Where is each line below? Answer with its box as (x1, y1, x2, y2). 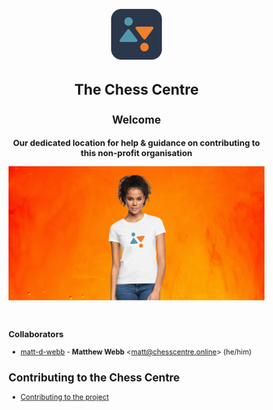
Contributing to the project (19, 392, 110, 402)
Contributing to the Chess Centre (8, 370, 180, 384)
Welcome (112, 113, 161, 127)
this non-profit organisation (80, 147, 193, 158)
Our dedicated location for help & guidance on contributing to (12, 137, 261, 149)
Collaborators (8, 329, 64, 340)
